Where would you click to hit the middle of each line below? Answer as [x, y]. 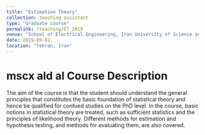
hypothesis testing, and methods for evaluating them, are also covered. [96, 125]
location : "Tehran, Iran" [39, 46]
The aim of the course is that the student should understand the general [97, 92]
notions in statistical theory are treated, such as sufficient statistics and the [101, 112]
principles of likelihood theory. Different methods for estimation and [91, 119]
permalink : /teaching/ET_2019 [45, 29]
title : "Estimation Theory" [42, 12]
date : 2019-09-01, [30, 40]
